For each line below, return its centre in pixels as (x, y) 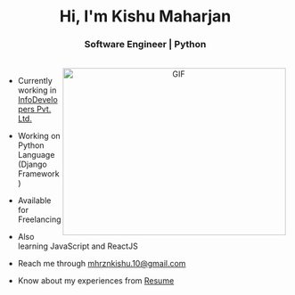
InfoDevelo (37, 100)
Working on (39, 136)
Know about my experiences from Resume (96, 281)
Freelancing (39, 219)
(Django (32, 164)
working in (37, 90)
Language (36, 155)
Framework (38, 174)
